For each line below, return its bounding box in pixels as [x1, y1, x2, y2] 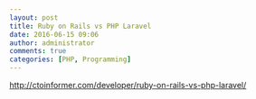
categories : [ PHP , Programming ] [9, 55, 131, 64]
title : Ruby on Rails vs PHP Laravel [9, 22, 152, 31]
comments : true [9, 47, 67, 56]
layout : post [9, 13, 59, 22]
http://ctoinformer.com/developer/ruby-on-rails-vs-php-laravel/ [9, 80, 247, 90]
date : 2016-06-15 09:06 [9, 30, 100, 39]
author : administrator [9, 38, 95, 48]
